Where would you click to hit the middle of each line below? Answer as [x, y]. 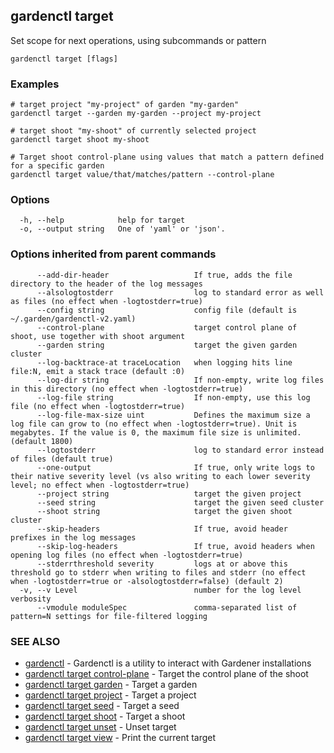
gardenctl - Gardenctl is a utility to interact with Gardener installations [168, 663]
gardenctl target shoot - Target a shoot [105, 716]
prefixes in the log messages [73, 537]
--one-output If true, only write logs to [175, 467]
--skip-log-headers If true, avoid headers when [175, 546]
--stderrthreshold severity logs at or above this [162, 564]
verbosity [31, 599]
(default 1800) [42, 441]
